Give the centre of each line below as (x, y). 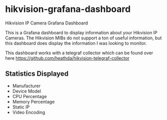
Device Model (27, 91)
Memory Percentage (33, 102)
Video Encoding (29, 112)
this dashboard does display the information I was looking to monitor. (76, 43)
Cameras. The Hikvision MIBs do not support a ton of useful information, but (83, 38)
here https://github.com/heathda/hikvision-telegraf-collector (67, 58)
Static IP (21, 107)
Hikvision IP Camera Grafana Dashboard (47, 23)
